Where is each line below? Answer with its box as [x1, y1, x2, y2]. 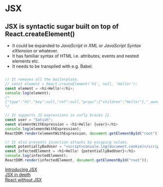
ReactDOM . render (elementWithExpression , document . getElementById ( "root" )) [5, 131, 160, 136]
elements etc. [12, 58, 40, 64]
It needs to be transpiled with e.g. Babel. [12, 64, 93, 69]
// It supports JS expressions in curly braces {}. [5, 113, 112, 118]
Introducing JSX [5, 166, 37, 172]
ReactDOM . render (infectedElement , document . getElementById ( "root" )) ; [5, 158, 149, 163]
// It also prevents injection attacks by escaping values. [5, 139, 130, 145]
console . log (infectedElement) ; [5, 153, 68, 158]
